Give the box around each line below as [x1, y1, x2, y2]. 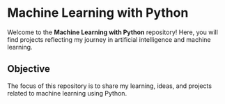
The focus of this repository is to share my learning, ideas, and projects [7, 82, 212, 90]
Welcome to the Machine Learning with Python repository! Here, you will [7, 28, 218, 36]
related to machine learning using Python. [7, 89, 127, 97]
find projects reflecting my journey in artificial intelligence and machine [7, 35, 211, 43]
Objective [7, 63, 51, 75]
